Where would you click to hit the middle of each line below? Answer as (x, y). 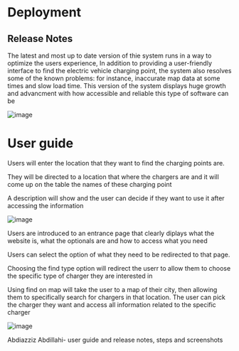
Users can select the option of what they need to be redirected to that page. (119, 254)
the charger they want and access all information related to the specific (112, 304)
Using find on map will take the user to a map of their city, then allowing (112, 289)
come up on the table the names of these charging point (90, 184)
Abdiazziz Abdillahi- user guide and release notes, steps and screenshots (115, 340)
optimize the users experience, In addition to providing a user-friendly (110, 63)
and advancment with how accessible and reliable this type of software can (118, 93)
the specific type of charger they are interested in (80, 276)
